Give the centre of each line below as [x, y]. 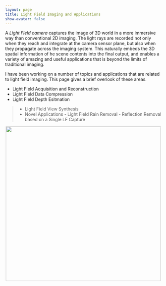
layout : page [19, 10]
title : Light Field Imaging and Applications [53, 14]
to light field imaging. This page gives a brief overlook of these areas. [76, 79]
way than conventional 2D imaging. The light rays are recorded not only [78, 38]
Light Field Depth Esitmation [41, 99]
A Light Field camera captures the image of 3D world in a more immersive [81, 33]
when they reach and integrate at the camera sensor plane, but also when [81, 44]
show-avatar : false [25, 19]
